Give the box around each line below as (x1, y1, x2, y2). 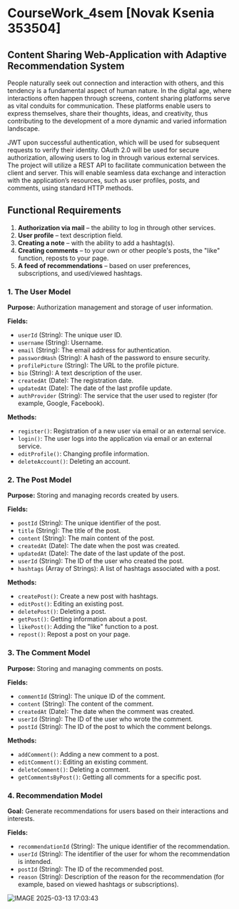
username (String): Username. (17, 338, 103, 347)
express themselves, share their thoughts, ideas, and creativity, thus (7, 109, 208, 117)
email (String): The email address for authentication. (17, 346, 171, 354)
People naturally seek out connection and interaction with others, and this (7, 79, 225, 87)
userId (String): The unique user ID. (17, 331, 123, 339)
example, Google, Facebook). (17, 399, 105, 408)
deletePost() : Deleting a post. (17, 607, 107, 616)
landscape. (7, 124, 41, 133)
